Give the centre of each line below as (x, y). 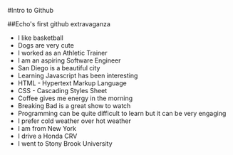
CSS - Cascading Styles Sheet (62, 91)
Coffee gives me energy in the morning (75, 98)
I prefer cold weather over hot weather (74, 121)
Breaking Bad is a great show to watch (74, 106)
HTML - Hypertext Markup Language (72, 83)
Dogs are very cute (46, 45)
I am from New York (47, 128)
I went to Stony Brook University (65, 144)
